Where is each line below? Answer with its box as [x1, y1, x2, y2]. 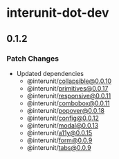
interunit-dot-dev [6, 5, 109, 21]
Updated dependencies [16, 69, 84, 77]
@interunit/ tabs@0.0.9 [26, 143, 91, 151]
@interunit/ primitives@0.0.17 [26, 84, 109, 92]
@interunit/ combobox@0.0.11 [26, 99, 110, 107]
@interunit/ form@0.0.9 [26, 136, 93, 144]
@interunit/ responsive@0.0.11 [26, 91, 111, 100]
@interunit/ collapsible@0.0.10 [26, 77, 112, 85]
